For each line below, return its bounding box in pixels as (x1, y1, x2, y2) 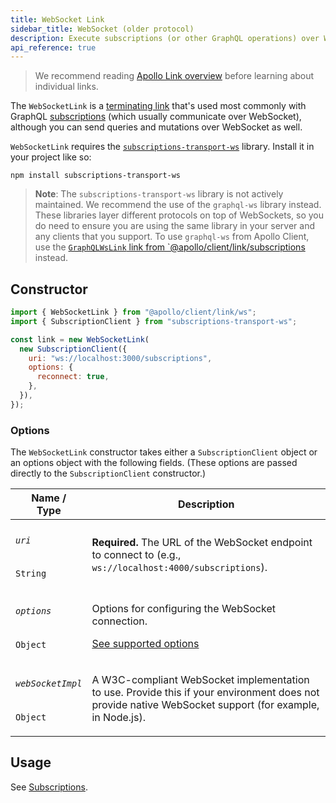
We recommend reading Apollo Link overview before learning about (34, 70, 315, 82)
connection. (91, 614, 148, 628)
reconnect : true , (36, 372, 110, 382)
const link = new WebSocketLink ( (10, 334, 150, 345)
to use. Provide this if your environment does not (91, 685, 320, 699)
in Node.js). (91, 710, 146, 724)
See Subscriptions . (10, 781, 88, 793)
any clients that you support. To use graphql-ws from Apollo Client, (34, 231, 310, 243)
